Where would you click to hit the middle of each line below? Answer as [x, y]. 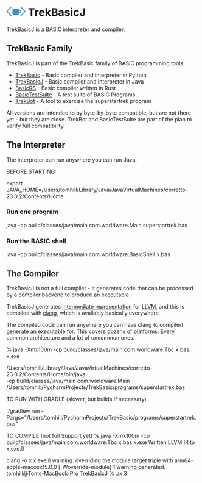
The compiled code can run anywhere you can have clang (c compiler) [95, 324]
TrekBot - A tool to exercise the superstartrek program [83, 101]
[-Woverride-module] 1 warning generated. [112, 467]
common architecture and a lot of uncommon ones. [71, 337]
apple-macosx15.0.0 [32, 467]
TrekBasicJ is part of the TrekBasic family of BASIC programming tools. [96, 63]
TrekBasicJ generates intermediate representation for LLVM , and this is [96, 306]
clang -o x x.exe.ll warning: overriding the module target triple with [90, 460]
